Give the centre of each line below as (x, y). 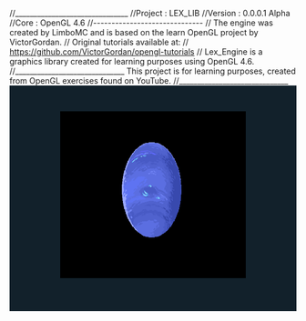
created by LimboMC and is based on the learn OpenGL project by (134, 32)
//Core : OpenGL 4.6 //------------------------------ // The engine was (141, 23)
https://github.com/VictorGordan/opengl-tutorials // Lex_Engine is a (136, 52)
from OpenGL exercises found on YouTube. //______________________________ (149, 80)
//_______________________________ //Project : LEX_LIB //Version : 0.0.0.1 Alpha (150, 13)
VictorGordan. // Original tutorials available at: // (99, 42)
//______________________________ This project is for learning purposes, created (153, 71)
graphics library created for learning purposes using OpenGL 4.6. (132, 61)
